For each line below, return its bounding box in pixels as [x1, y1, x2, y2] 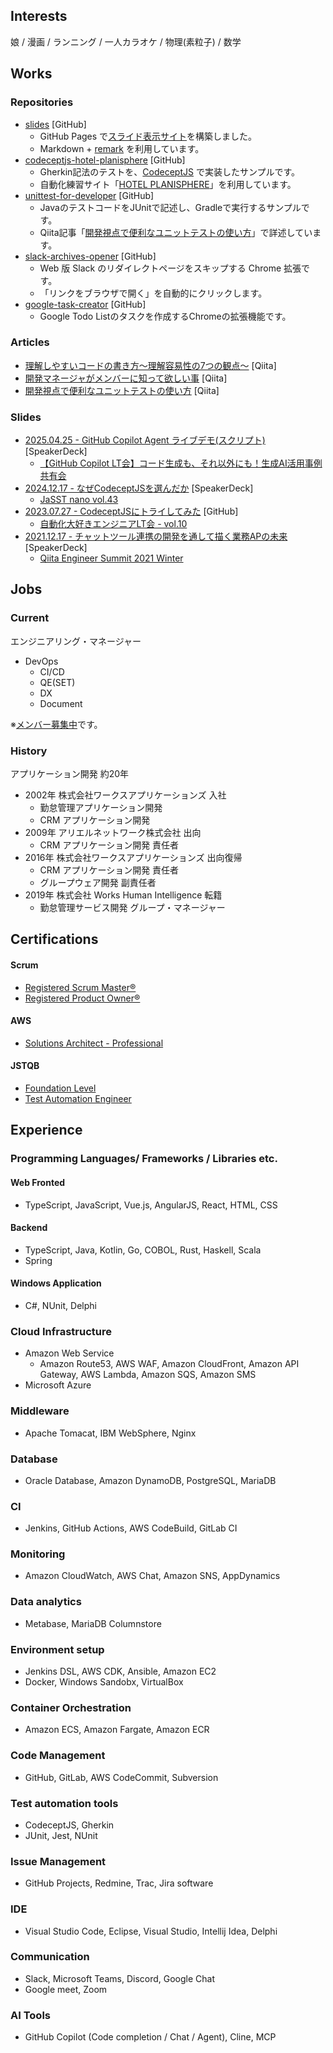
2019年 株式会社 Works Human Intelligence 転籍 [24, 889, 223, 901]
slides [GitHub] [24, 118, 87, 130]
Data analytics [10, 1595, 82, 1609]
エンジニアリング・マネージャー [10, 635, 142, 647]
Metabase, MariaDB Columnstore [24, 1617, 162, 1629]
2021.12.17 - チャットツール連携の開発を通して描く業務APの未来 [24, 530, 288, 543]
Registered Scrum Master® [24, 981, 137, 993]
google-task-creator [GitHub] [24, 298, 147, 310]
